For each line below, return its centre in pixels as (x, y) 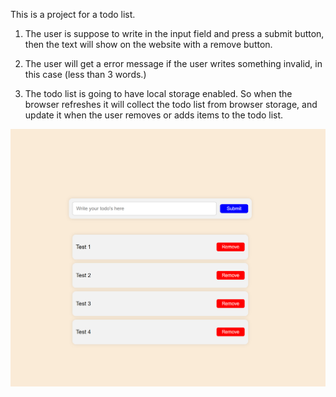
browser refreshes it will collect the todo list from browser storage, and (171, 104)
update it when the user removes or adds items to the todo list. (154, 115)
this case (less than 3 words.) (85, 74)
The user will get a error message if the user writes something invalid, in (173, 63)
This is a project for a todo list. (73, 14)
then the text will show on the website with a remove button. (148, 44)
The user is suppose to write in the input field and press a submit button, (174, 33)
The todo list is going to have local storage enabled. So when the (158, 93)
